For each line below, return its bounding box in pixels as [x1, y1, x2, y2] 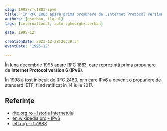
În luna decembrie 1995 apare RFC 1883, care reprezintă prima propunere [5, 62, 156, 68]
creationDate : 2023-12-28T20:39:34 [5, 39, 79, 44]
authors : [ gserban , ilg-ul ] [5, 16, 64, 21]
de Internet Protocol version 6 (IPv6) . [5, 67, 83, 73]
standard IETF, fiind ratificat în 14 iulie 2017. [5, 82, 94, 88]
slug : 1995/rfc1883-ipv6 [5, 7, 57, 12]
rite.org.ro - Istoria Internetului [12, 110, 75, 116]
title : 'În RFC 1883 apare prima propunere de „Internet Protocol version [5, 12, 164, 17]
